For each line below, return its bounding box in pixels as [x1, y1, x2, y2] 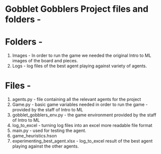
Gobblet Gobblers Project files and [5, 3, 149, 15]
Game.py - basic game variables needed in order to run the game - [12, 102, 148, 107]
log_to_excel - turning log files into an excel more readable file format [12, 123, 153, 128]
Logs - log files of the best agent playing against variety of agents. [12, 63, 147, 69]
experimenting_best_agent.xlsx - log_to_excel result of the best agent [12, 138, 153, 144]
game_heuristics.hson [12, 133, 57, 139]
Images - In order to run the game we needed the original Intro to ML [12, 52, 151, 58]
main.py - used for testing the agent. [12, 128, 87, 133]
